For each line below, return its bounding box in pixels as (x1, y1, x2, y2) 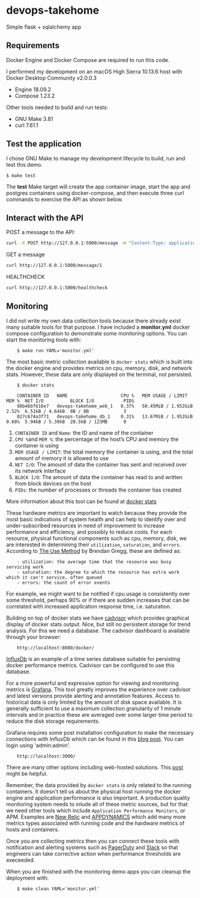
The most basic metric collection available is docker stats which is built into (6, 358, 193, 365)
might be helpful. (6, 770, 48, 777)
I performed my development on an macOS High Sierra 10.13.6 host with (6, 68, 183, 75)
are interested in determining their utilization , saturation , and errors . (6, 540, 182, 548)
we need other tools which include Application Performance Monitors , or (6, 807, 186, 814)
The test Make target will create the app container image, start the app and (6, 183, 190, 190)
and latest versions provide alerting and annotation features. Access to (6, 692, 180, 699)
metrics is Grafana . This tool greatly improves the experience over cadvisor (6, 686, 191, 693)
